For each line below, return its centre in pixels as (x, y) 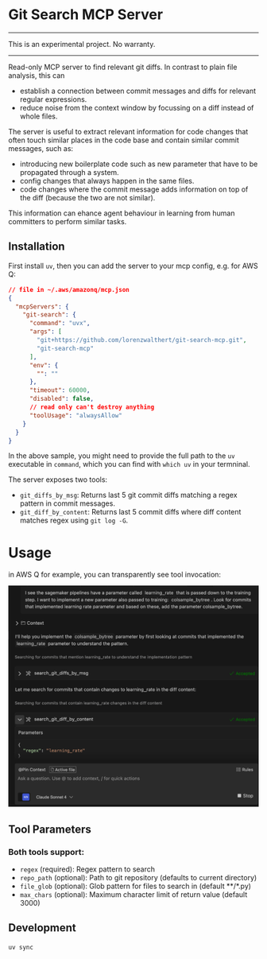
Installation (37, 247)
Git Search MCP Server (86, 15)
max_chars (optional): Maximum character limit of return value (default (133, 894)
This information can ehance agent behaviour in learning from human (122, 213)
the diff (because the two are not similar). (87, 197)
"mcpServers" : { (42, 307)
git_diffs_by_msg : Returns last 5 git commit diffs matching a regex (128, 495)
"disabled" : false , (61, 399)
